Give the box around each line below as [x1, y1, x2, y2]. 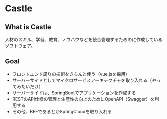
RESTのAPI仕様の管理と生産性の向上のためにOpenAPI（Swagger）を [12, 96, 155, 102]
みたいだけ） [16, 83, 43, 89]
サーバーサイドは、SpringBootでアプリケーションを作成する [12, 90, 136, 96]
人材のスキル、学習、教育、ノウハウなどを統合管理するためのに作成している [5, 37, 163, 42]
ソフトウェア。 [5, 43, 36, 49]
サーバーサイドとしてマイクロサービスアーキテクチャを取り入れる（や [12, 77, 156, 83]
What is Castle [5, 23, 51, 31]
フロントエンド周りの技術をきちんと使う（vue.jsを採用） [12, 71, 130, 77]
